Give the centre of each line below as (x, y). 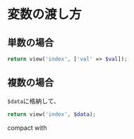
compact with (27, 128)
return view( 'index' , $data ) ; (52, 114)
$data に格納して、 (33, 101)
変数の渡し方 (45, 14)
